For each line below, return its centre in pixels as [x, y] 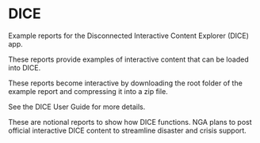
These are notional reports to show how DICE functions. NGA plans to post [130, 122]
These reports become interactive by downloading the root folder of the [126, 83]
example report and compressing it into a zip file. [88, 91]
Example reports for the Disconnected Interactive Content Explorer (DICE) [129, 36]
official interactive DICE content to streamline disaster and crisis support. [128, 130]
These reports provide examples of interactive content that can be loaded [128, 59]
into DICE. [25, 67]
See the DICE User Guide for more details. [77, 107]
